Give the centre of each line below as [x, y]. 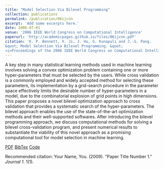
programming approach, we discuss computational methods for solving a [79, 122]
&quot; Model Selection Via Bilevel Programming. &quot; [64, 46]
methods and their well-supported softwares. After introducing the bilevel [79, 117]
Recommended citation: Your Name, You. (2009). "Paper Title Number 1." [79, 156]
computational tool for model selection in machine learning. [65, 137]
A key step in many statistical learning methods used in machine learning [79, 65]
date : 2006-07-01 [23, 28]
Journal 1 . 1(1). [20, 162]
